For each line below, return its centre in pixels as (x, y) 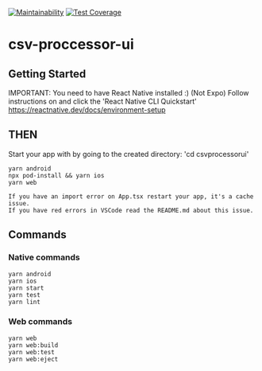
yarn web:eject (33, 359)
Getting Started (47, 74)
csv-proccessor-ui (71, 45)
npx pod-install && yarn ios (56, 175)
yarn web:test (32, 352)
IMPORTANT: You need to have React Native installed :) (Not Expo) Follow (129, 93)
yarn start (26, 288)
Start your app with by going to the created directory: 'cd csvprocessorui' (129, 154)
